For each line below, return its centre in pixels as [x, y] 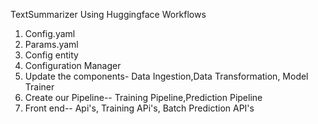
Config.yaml [50, 33]
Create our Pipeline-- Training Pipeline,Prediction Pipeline [143, 97]
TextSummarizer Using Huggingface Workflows [108, 14]
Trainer [39, 87]
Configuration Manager [73, 65]
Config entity [51, 55]
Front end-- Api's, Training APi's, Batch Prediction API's [139, 108]
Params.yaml [51, 44]
